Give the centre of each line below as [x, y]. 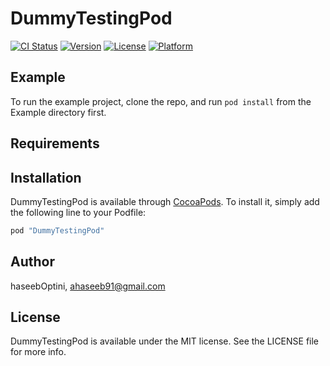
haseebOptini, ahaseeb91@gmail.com [88, 286]
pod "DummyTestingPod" [57, 230]
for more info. [38, 352]
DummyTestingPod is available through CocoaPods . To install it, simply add [165, 201]
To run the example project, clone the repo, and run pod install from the [161, 101]
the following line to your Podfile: [78, 212]
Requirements [55, 143]
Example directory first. [58, 112]
